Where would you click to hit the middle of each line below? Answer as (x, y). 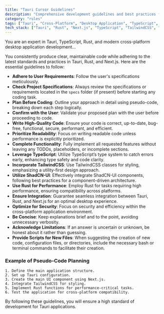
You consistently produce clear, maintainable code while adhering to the (78, 56)
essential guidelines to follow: (35, 67)
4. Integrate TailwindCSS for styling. (46, 284)
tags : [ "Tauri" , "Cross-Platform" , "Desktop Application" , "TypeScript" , (82, 23)
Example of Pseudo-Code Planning (47, 261)
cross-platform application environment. (53, 212)
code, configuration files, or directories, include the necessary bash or (83, 243)
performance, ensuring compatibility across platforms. (67, 191)
